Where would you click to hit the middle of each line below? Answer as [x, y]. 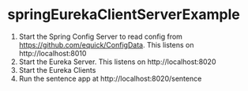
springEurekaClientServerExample [124, 15]
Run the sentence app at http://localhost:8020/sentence [110, 78]
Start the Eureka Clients [57, 70]
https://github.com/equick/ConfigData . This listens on [106, 44]
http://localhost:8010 [53, 53]
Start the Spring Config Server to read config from [101, 36]
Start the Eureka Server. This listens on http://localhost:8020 [117, 62]
